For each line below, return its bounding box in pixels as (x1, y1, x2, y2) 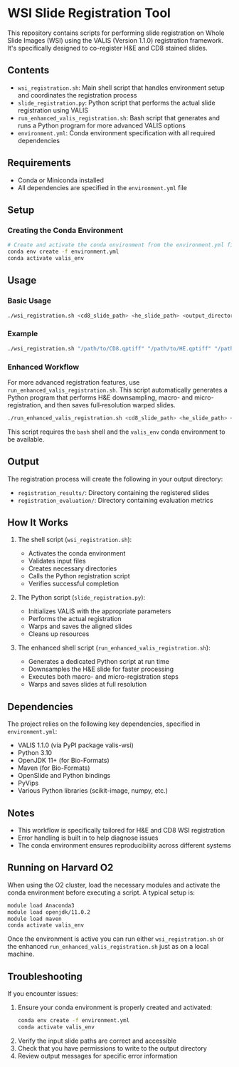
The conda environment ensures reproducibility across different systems (17, 841, 231, 850)
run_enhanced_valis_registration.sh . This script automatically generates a (7, 385, 228, 394)
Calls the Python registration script (28, 572, 130, 581)
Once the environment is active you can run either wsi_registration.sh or (7, 935, 224, 943)
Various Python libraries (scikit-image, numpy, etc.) (17, 786, 169, 795)
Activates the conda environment (28, 549, 126, 558)
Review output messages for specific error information (17, 1051, 178, 1060)
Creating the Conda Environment (7, 225, 123, 235)
